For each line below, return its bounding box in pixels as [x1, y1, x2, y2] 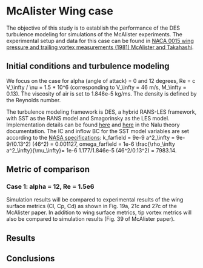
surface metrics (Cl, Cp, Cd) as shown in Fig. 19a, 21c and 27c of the [6, 203, 178, 210]
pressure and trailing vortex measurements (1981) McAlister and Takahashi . [6, 44, 194, 51]
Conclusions [6, 253, 55, 264]
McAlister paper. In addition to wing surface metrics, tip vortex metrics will [6, 209, 192, 216]
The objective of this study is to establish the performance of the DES [6, 24, 181, 31]
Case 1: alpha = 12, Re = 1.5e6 [6, 183, 95, 191]
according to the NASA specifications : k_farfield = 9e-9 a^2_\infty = [6, 134, 175, 141]
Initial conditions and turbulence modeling [6, 61, 170, 71]
